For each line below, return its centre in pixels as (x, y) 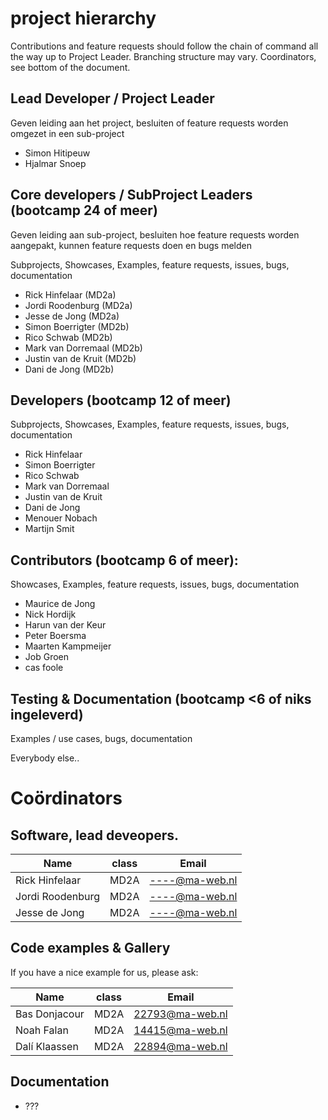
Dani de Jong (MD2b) (69, 369)
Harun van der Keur (65, 625)
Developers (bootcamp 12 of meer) (121, 400)
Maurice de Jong (60, 604)
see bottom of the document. (70, 67)
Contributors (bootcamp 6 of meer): (124, 560)
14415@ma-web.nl (180, 1030)
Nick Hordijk (50, 614)
